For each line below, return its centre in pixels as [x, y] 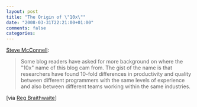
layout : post [22, 11]
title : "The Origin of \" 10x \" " [46, 17]
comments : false [26, 28]
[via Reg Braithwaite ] [32, 98]
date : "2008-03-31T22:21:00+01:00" [50, 22]
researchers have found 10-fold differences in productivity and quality [106, 74]
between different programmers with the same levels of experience [103, 81]
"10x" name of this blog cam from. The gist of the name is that [96, 68]
